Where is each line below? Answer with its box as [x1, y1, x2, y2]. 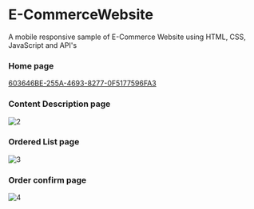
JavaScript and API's [8, 40, 77, 49]
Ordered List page [8, 136, 80, 148]
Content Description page [8, 98, 111, 109]
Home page [8, 60, 54, 71]
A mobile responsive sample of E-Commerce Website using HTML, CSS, [8, 32, 246, 41]
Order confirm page [8, 174, 87, 185]
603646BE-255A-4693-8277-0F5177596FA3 [8, 78, 157, 89]
